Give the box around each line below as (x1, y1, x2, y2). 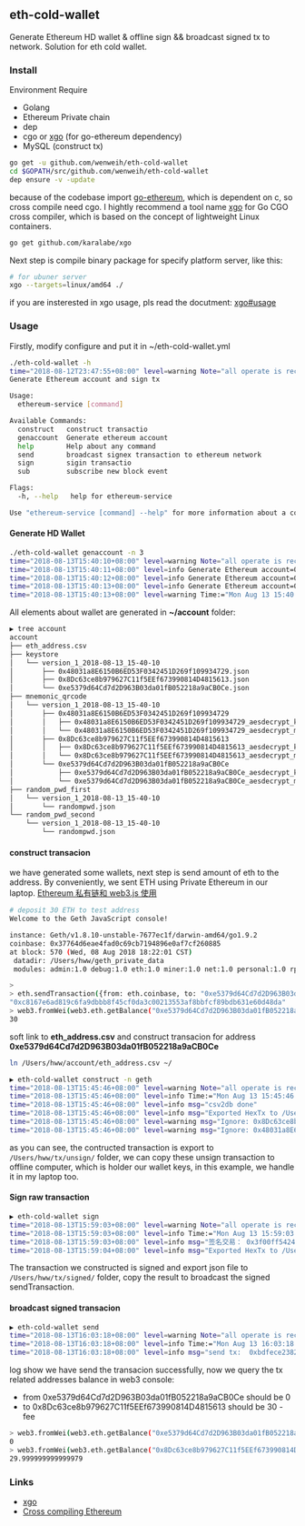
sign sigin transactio (17, 458, 132, 467)
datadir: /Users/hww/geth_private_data (13, 956, 165, 965)
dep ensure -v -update (9, 175, 95, 185)
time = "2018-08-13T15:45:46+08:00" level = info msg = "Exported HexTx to (9, 1109, 279, 1118)
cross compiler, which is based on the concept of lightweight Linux (9, 211, 261, 222)
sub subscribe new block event (17, 467, 169, 477)
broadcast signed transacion (9, 1302, 121, 1313)
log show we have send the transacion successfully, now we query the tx (9, 1364, 283, 1376)
